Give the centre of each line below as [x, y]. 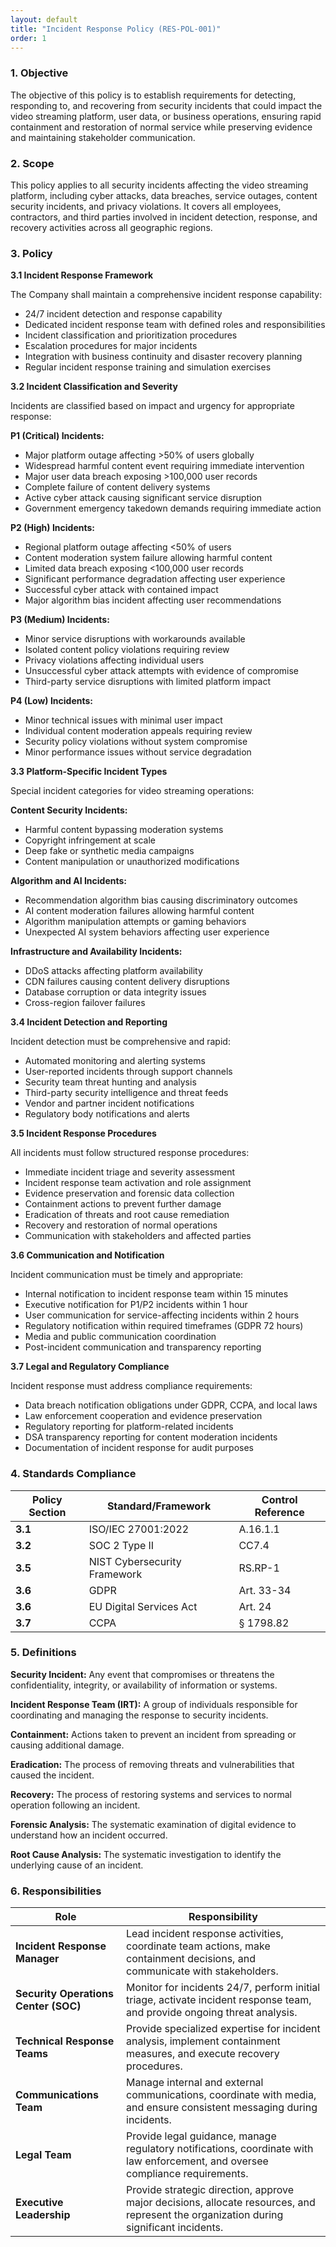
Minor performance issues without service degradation [138, 752]
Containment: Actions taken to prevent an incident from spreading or [153, 1734]
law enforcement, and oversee [197, 2161]
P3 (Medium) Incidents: [60, 620]
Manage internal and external [195, 2083]
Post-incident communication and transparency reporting [143, 1347]
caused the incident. [52, 1775]
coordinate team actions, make [198, 1946]
